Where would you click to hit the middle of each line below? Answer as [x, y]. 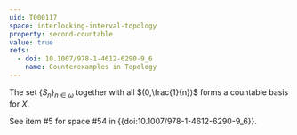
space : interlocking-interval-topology [83, 26]
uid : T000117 [33, 17]
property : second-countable [61, 34]
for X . [19, 104]
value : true [31, 42]
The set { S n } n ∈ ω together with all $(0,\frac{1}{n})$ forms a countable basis [149, 93]
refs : [19, 51]
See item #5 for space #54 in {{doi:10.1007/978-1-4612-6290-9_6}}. [133, 121]
